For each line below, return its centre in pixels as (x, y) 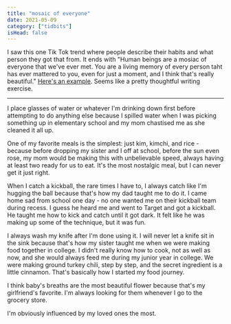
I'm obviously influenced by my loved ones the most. (82, 314)
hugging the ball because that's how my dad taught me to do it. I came (107, 194)
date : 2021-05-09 (32, 20)
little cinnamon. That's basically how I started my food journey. (96, 273)
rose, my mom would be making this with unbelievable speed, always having (115, 158)
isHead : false (27, 33)
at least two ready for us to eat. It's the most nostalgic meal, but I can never (114, 165)
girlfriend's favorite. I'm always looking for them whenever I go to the (105, 293)
